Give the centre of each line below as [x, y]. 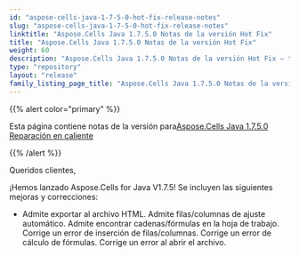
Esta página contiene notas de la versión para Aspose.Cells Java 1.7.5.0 [139, 126]
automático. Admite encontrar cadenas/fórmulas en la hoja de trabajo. [150, 223]
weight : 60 [29, 51]
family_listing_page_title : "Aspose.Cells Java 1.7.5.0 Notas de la [139, 84]
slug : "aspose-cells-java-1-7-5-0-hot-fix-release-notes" [119, 26]
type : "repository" [45, 68]
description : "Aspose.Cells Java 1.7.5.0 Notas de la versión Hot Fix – [147, 59]
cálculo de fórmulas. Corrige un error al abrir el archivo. [124, 242]
